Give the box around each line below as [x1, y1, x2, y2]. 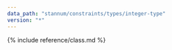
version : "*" [7, 17, 45, 24]
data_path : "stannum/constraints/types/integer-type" [7, 10, 166, 17]
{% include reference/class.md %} [7, 35, 106, 44]
